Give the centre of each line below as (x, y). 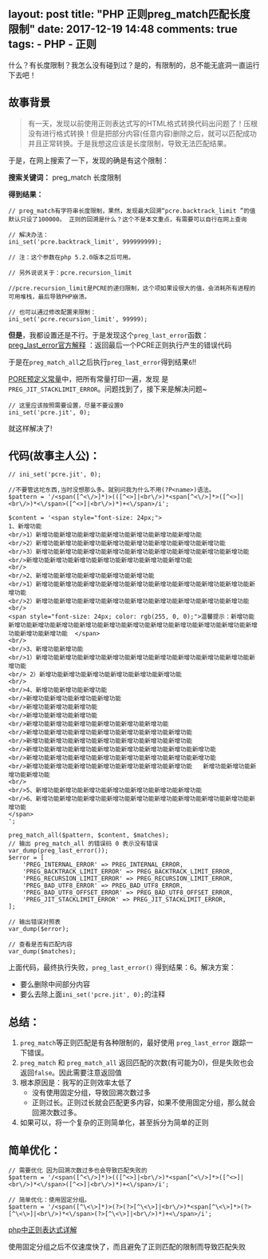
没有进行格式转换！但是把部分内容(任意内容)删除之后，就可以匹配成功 (142, 133)
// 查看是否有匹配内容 (41, 944)
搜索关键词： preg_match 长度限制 (65, 177)
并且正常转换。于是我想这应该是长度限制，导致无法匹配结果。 (129, 143)
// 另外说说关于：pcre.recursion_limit (70, 273)
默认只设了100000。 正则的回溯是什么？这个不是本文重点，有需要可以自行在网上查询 (128, 219)
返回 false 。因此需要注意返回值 (71, 1073)
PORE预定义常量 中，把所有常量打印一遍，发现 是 (89, 378)
